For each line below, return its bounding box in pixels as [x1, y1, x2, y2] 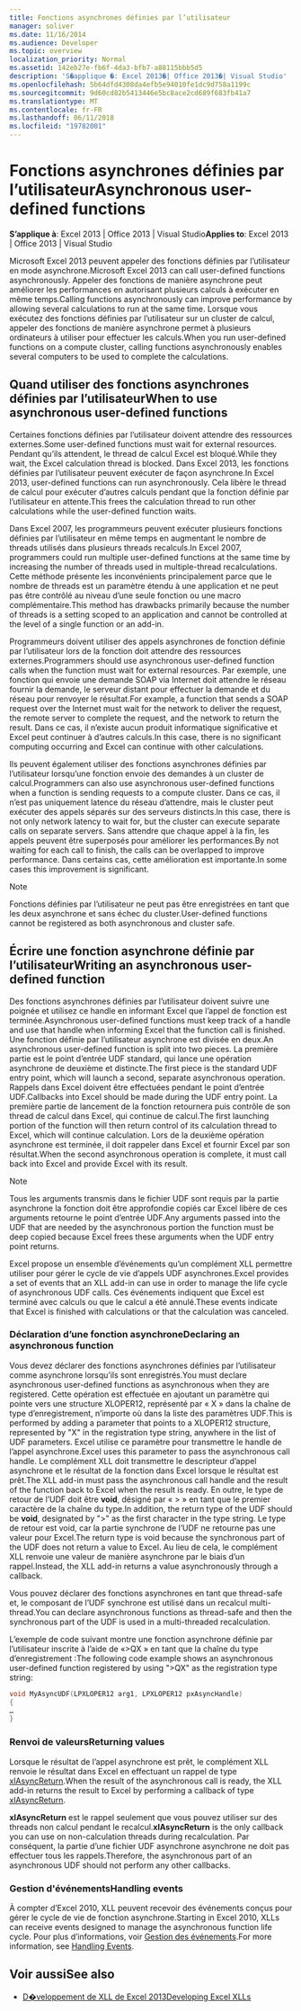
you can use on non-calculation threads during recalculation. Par [9, 1831, 250, 1842]
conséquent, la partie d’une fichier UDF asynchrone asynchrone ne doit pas [9, 1840, 290, 1851]
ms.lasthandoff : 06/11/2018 [9, 113, 115, 122]
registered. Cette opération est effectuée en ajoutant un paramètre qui [9, 1389, 270, 1399]
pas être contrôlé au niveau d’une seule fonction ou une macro [9, 590, 242, 601]
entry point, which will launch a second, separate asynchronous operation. [9, 1072, 286, 1083]
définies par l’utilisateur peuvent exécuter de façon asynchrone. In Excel [9, 467, 275, 478]
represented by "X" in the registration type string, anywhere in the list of [9, 1426, 277, 1437]
